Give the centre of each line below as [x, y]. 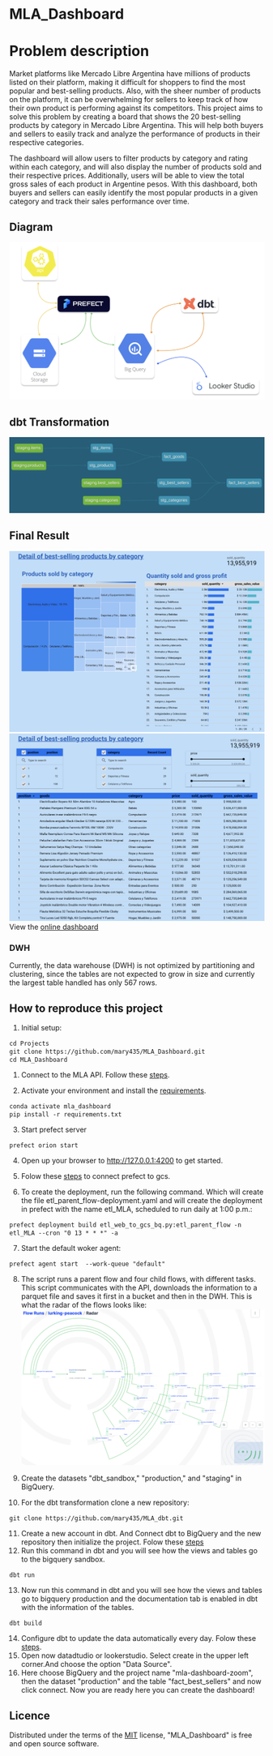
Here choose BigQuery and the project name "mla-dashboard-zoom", [137, 1673]
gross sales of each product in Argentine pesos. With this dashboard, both [133, 184]
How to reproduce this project [86, 1008]
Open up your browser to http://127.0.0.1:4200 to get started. [122, 1161]
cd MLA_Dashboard [38, 1060]
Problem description [79, 51]
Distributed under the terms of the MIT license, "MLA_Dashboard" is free [131, 1735]
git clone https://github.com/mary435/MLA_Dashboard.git [107, 1052]
